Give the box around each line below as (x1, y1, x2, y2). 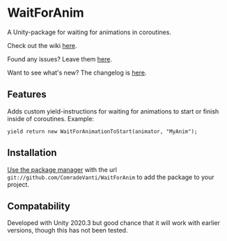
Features (7, 88, 47, 100)
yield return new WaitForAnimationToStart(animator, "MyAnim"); (7, 127, 198, 135)
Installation (7, 147, 57, 159)
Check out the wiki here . (7, 41, 77, 49)
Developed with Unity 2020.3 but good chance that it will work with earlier (7, 219, 221, 227)
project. (7, 180, 30, 189)
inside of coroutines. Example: (7, 114, 94, 123)
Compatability (7, 200, 71, 212)
